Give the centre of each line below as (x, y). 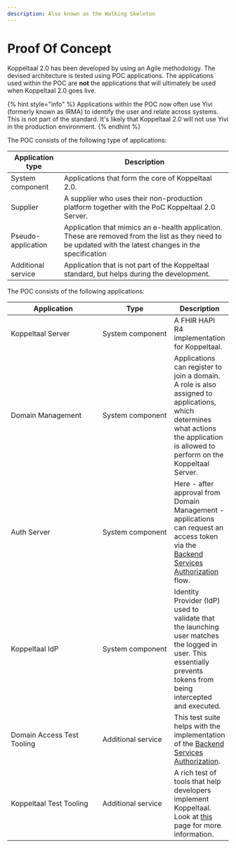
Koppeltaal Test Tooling (50, 803)
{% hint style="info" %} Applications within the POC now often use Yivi (110, 104)
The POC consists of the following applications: (76, 291)
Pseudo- (26, 236)
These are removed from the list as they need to (143, 236)
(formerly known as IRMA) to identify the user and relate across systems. (113, 111)
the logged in (196, 644)
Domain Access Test (45, 735)
